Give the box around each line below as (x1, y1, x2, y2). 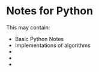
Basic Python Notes (14, 35, 64, 42)
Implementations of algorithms (14, 42, 91, 49)
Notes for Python (6, 4, 94, 18)
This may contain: (6, 24, 50, 31)
